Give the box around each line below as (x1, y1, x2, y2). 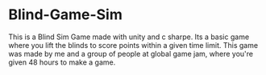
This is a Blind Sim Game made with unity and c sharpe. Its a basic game (8, 32, 250, 41)
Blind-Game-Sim (8, 6, 123, 24)
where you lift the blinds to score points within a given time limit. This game (8, 40, 259, 49)
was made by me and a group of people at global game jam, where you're (8, 49, 254, 58)
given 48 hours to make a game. (8, 57, 116, 67)
